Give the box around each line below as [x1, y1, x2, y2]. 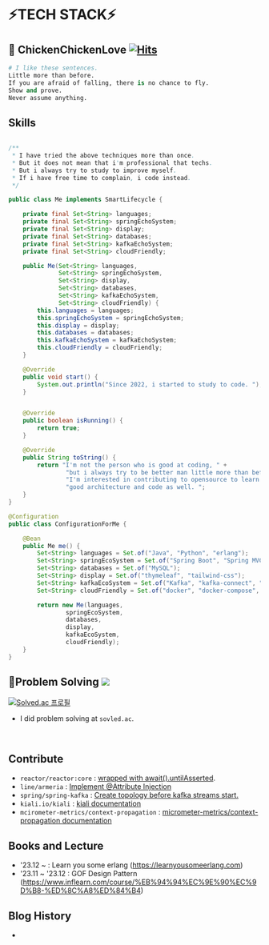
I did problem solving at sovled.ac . [19, 713, 134, 723]
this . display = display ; [37, 321, 120, 330]
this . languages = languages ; [37, 306, 134, 314]
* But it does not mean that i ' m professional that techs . [11, 158, 214, 167]
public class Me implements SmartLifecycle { [8, 196, 163, 204]
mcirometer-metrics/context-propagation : [19, 807, 161, 817]
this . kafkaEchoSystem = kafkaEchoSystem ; [37, 336, 178, 344]
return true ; [37, 424, 81, 432]
